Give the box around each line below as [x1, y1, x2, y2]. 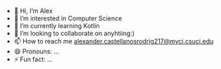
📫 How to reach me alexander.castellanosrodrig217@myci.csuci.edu [13, 37, 214, 45]
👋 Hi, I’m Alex [13, 7, 53, 15]
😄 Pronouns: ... [13, 47, 60, 56]
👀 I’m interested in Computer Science [13, 14, 122, 23]
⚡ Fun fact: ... [13, 55, 53, 63]
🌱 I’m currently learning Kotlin [13, 22, 100, 30]
